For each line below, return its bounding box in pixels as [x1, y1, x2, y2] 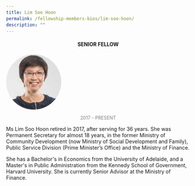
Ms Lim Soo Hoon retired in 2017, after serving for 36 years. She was [6, 126, 171, 133]
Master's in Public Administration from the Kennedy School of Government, [6, 162, 187, 169]
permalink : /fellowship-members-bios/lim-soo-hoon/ [6, 15, 134, 22]
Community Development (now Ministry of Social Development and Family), [6, 138, 189, 145]
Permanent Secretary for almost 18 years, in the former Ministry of [6, 132, 166, 139]
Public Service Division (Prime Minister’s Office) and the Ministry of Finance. [6, 144, 190, 151]
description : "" [6, 22, 46, 28]
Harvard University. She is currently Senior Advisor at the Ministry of [6, 168, 171, 175]
